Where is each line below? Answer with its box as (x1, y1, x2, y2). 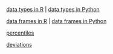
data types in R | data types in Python (6, 6, 100, 13)
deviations (6, 41, 32, 48)
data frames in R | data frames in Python (6, 18, 107, 24)
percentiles (6, 29, 34, 36)
